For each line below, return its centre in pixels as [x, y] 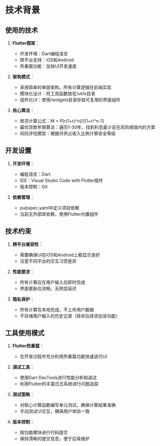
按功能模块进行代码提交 [44, 433]
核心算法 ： [23, 110]
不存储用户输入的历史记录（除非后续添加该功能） [70, 316]
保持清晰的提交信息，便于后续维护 [55, 439]
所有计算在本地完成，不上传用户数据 [57, 309]
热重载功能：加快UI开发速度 [48, 66]
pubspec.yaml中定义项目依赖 [49, 208]
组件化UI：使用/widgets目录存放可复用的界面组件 [70, 100]
